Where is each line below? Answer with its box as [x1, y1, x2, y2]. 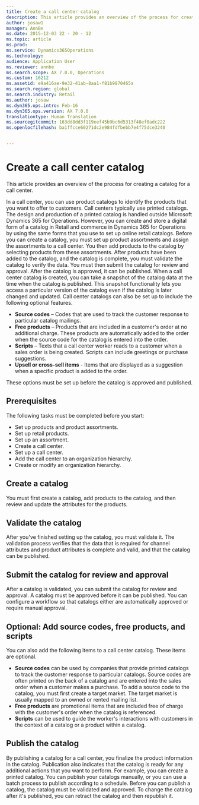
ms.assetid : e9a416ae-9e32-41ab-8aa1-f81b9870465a [6, 81, 134, 87]
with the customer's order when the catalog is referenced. [14, 709, 157, 716]
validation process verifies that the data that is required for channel [6, 540, 170, 547]
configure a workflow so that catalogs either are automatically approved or [6, 598, 188, 605]
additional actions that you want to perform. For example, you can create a [6, 767, 188, 774]
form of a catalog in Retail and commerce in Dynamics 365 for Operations [6, 223, 186, 231]
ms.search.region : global [6, 86, 70, 92]
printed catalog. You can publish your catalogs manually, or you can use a [6, 773, 187, 780]
